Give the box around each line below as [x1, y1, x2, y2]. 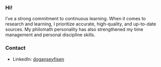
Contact [5, 45, 26, 52]
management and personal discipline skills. [5, 32, 95, 38]
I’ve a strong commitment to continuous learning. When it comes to [5, 16, 146, 22]
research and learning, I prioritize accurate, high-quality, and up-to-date [5, 21, 156, 27]
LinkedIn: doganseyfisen [12, 56, 65, 62]
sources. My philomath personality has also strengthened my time [5, 26, 144, 32]
